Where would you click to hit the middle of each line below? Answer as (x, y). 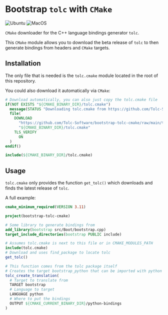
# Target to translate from (39, 280)
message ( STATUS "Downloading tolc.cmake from (58, 109)
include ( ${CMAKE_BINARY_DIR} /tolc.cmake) (49, 155)
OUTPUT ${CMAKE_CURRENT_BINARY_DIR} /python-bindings (66, 303)
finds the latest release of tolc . (37, 188)
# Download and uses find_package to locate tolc (58, 253)
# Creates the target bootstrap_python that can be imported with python (84, 271)
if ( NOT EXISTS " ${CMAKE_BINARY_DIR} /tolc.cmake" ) (58, 104)
